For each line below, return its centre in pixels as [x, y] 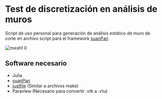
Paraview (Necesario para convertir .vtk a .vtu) [60, 91]
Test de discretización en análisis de [81, 9]
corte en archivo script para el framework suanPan [57, 38]
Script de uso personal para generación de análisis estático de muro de [78, 33]
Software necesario [36, 63]
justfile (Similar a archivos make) [45, 86]
